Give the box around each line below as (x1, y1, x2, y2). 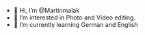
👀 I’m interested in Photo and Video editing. (13, 13, 135, 22)
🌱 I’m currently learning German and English (13, 21, 138, 28)
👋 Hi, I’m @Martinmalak (13, 7, 80, 14)
